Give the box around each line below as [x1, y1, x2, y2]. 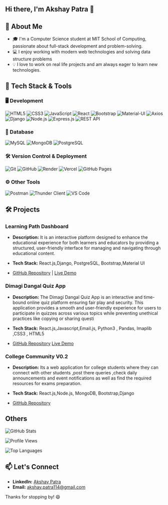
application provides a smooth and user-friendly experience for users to [12, 304, 161, 310]
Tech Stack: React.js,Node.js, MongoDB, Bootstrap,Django [12, 390, 134, 396]
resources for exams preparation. [12, 381, 82, 387]
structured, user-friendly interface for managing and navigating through [12, 245, 161, 251]
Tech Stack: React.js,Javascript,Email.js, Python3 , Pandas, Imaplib [12, 325, 152, 331]
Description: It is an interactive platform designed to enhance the [12, 234, 148, 240]
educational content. [12, 250, 55, 257]
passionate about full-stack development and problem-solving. [12, 43, 143, 49]
